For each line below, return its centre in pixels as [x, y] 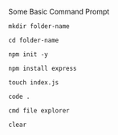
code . [19, 96]
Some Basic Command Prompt [59, 12]
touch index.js [34, 83]
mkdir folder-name [39, 27]
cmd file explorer [39, 111]
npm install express [43, 68]
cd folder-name [34, 40]
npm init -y [28, 55]
